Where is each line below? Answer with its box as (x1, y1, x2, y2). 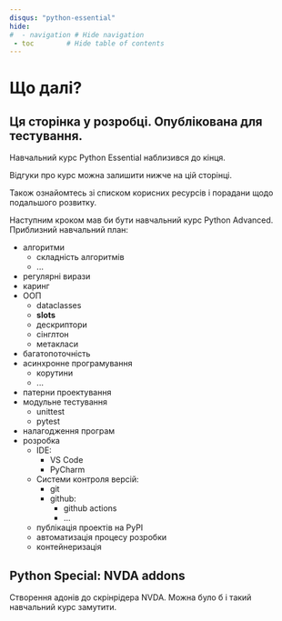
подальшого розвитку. (9, 197, 97, 208)
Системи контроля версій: (35, 474, 139, 485)
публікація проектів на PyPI (35, 522, 144, 533)
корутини (35, 367, 74, 378)
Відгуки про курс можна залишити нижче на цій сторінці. (9, 170, 233, 181)
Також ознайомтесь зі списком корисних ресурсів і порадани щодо (9, 187, 274, 198)
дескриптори (35, 319, 88, 330)
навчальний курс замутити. (9, 602, 117, 613)
